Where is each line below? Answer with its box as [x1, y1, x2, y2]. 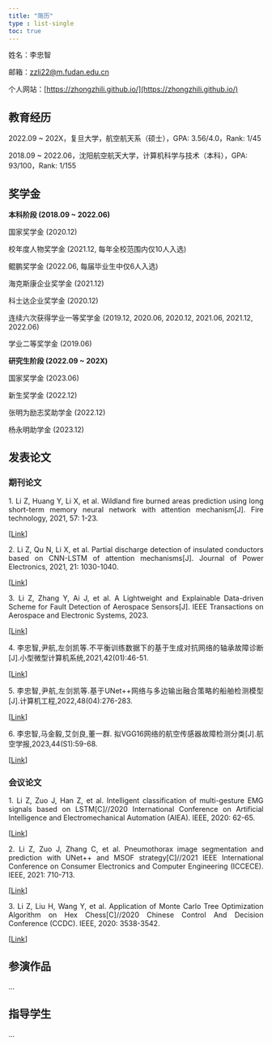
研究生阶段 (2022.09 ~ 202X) [8, 356, 108, 365]
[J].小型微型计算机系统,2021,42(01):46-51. [8, 652, 149, 662]
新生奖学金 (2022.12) [8, 390, 78, 400]
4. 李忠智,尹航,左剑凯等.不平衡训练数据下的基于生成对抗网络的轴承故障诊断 [8, 643, 264, 652]
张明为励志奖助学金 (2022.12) [8, 408, 106, 417]
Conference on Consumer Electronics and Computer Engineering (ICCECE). [8, 861, 264, 871]
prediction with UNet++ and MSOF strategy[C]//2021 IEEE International [8, 852, 264, 862]
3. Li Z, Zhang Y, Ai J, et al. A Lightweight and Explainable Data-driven [8, 593, 264, 603]
